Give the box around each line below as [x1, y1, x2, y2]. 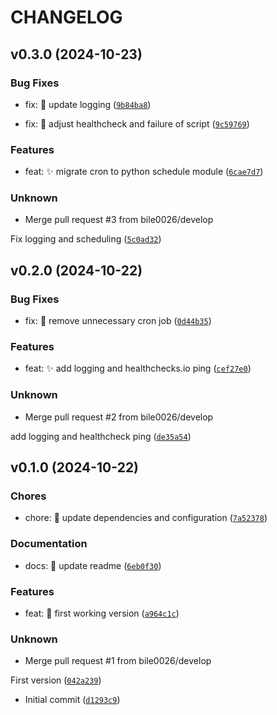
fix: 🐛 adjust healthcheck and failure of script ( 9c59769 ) [24, 117, 250, 130]
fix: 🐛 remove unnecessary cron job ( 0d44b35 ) [24, 315, 212, 327]
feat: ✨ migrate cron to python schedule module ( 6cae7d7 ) [24, 166, 264, 178]
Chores [10, 489, 47, 503]
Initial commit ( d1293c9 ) [24, 694, 121, 706]
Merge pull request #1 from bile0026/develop [24, 655, 212, 667]
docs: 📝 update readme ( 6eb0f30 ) [24, 559, 162, 571]
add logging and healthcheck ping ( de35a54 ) [10, 430, 192, 442]
